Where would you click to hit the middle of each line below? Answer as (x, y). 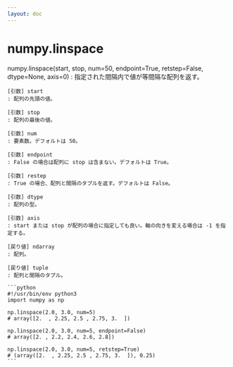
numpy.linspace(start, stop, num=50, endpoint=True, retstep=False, (106, 68)
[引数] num (22, 133)
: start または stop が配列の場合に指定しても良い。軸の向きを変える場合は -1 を (114, 225)
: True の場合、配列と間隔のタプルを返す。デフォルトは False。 (90, 183)
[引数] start (25, 91)
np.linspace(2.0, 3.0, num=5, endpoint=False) (77, 331)
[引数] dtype (25, 197)
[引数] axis (24, 218)
